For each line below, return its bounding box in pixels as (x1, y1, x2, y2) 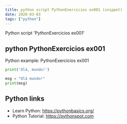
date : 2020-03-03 (5, 12, 41, 17)
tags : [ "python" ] (5, 16, 41, 21)
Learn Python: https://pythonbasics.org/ (12, 108, 94, 114)
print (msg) (5, 80, 28, 86)
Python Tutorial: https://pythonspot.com (12, 113, 94, 119)
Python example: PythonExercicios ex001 (5, 58, 89, 63)
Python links (5, 95, 44, 103)
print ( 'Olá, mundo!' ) (5, 67, 50, 72)
